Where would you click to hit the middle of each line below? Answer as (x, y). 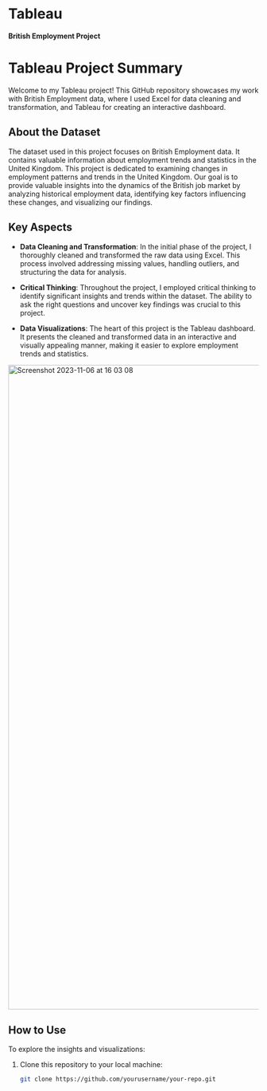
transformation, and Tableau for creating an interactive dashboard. (117, 107)
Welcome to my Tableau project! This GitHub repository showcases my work (133, 90)
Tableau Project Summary (95, 68)
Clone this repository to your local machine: (91, 1065)
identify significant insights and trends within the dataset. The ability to (136, 296)
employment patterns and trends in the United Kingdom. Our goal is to (123, 177)
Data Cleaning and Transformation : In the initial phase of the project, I (135, 246)
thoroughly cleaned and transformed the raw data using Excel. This (130, 255)
